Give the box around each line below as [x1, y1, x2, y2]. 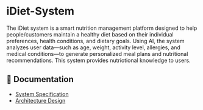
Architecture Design [15, 97, 66, 104]
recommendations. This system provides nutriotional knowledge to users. [6, 57, 191, 64]
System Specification [15, 90, 69, 98]
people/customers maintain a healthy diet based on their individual [6, 30, 174, 38]
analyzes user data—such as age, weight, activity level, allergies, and [6, 44, 181, 51]
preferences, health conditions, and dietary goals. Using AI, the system [6, 37, 185, 44]
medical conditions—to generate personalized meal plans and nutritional [6, 50, 188, 57]
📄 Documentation [6, 74, 74, 84]
